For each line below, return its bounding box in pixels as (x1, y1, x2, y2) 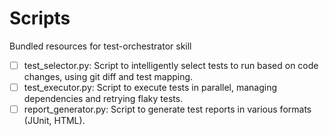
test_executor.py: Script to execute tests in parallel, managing (23, 82, 278, 93)
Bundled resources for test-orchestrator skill (9, 40, 192, 52)
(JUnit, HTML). (23, 115, 86, 127)
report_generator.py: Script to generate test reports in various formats (23, 103, 312, 116)
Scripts (9, 7, 71, 30)
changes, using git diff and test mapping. (23, 71, 194, 82)
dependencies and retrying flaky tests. (23, 93, 184, 105)
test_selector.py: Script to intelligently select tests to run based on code (23, 59, 319, 71)
